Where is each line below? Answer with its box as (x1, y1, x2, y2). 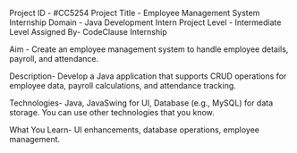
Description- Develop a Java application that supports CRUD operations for (9, 71, 287, 81)
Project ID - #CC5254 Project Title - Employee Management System (9, 8, 260, 18)
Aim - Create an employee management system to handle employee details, (9, 44, 289, 55)
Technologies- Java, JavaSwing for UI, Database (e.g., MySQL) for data (9, 98, 274, 108)
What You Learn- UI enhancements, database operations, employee (9, 124, 260, 135)
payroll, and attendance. (9, 54, 99, 64)
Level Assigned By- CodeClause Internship (9, 27, 167, 37)
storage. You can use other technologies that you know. (9, 107, 215, 117)
